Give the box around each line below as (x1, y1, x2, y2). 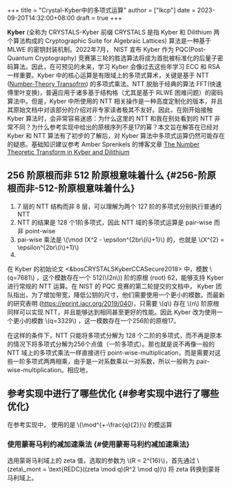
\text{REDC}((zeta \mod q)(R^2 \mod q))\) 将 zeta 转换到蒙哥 (48, 465, 220, 473)
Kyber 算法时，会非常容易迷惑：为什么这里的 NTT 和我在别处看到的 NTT (7, 115, 213, 122)
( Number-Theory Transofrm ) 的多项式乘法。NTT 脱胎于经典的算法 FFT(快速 (7, 80, 222, 88)
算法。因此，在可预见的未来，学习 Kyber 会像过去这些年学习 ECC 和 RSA (12, 63, 220, 70)
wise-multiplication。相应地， (7, 365, 92, 374)
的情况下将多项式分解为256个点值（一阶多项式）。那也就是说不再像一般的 (7, 340, 215, 348)
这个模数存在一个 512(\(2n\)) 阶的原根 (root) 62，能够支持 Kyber (42, 273, 224, 282)
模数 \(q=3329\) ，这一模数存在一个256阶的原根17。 (30, 316, 180, 324)
